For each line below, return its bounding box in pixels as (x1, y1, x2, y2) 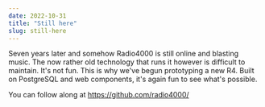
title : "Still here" (8, 19, 78, 27)
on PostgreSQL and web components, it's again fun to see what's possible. (8, 74, 258, 84)
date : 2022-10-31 (8, 11, 67, 20)
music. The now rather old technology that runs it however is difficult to (8, 57, 246, 67)
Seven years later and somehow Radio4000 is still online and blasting (8, 49, 239, 59)
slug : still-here (8, 27, 67, 35)
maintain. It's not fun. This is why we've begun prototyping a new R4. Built (8, 66, 255, 76)
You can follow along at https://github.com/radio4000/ (8, 90, 189, 100)
